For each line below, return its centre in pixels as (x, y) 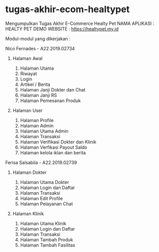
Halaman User (27, 110)
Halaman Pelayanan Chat (46, 204)
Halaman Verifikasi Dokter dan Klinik (58, 142)
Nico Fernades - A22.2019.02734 (40, 48)
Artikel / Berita (35, 84)
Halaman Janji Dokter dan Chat (53, 89)
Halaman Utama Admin (44, 131)
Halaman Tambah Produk (47, 239)
